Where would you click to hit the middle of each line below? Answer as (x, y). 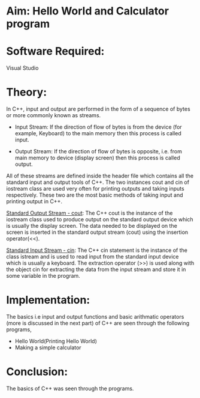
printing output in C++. (34, 201)
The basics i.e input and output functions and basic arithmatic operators (95, 317)
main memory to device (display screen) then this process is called (98, 158)
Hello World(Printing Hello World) (56, 341)
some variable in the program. (43, 276)
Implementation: (48, 300)
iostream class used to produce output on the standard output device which (100, 219)
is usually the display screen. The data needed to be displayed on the (92, 226)
